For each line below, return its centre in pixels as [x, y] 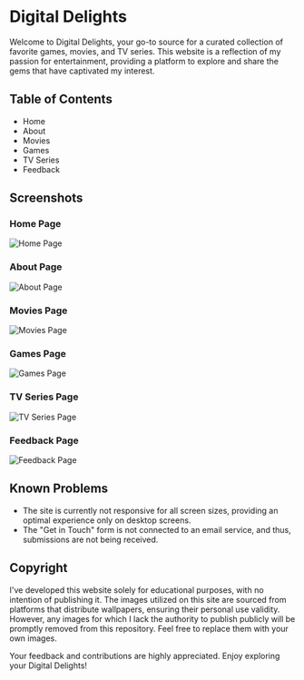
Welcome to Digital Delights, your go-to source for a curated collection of [147, 42]
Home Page [35, 224]
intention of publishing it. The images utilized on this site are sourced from [148, 599]
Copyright [39, 568]
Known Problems [59, 489]
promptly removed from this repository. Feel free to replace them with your [149, 628]
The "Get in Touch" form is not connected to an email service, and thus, [157, 529]
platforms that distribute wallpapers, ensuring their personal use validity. [145, 609]
